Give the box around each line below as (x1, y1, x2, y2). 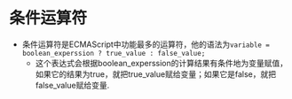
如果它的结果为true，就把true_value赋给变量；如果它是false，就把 (35, 68, 277, 80)
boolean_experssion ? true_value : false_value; (21, 49, 206, 57)
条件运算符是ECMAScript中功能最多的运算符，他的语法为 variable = (21, 39, 271, 49)
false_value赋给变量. (35, 80, 110, 90)
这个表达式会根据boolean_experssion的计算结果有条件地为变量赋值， (35, 57, 288, 68)
